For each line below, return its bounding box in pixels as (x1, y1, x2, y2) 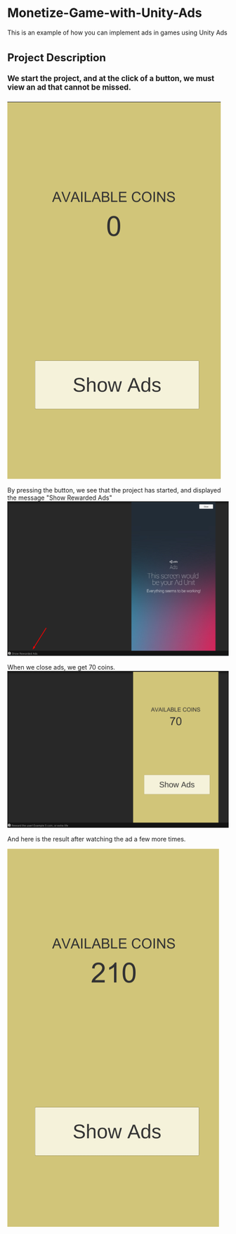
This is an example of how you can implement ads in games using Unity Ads (7, 28, 228, 37)
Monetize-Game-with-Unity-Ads (7, 5, 202, 21)
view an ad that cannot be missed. (7, 82, 131, 92)
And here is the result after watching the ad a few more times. (7, 835, 186, 844)
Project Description (7, 51, 107, 64)
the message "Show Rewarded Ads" (7, 493, 112, 502)
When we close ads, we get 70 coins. (7, 662, 116, 671)
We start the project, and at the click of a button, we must (7, 74, 215, 84)
